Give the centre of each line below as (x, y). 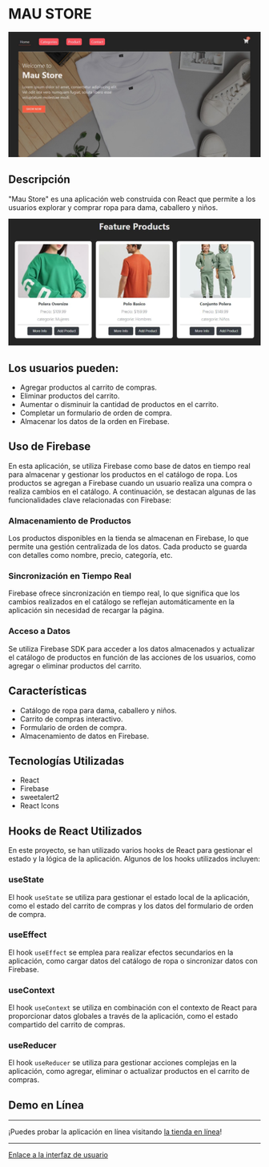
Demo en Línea (46, 1105)
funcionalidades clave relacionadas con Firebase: (90, 500)
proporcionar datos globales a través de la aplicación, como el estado (123, 1016)
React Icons (40, 806)
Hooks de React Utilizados (75, 831)
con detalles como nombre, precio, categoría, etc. (91, 555)
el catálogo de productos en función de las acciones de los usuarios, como (132, 657)
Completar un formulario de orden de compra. (96, 413)
